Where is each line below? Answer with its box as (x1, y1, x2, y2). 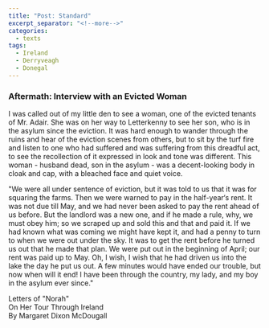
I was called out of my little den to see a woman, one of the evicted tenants (8, 109, 257, 119)
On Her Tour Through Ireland (8, 302, 104, 312)
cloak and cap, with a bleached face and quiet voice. (8, 169, 183, 178)
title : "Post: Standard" (8, 11, 92, 20)
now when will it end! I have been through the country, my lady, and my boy (8, 270, 259, 280)
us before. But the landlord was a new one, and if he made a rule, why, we (8, 210, 254, 219)
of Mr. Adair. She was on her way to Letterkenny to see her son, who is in (8, 117, 251, 127)
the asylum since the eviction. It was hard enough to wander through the (8, 126, 249, 136)
